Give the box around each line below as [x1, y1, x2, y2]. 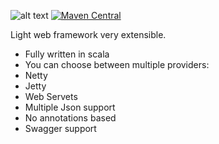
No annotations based [24, 112, 117, 124]
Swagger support [24, 123, 97, 134]
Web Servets [24, 91, 78, 102]
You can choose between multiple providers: [24, 59, 210, 70]
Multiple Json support [24, 101, 116, 113]
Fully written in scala [24, 48, 110, 60]
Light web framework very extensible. [10, 29, 167, 40]
